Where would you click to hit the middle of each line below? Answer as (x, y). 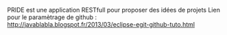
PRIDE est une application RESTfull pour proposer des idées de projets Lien (114, 10)
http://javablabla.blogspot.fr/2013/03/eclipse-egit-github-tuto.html (101, 24)
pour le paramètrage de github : (52, 17)
